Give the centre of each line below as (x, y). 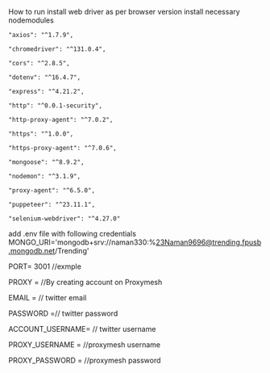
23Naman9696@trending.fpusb (209, 242)
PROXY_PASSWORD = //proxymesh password (85, 360)
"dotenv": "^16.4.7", (45, 78)
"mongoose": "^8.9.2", (46, 162)
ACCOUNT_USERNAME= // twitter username (82, 329)
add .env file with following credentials (73, 234)
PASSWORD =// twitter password (63, 313)
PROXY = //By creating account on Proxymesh (85, 282)
